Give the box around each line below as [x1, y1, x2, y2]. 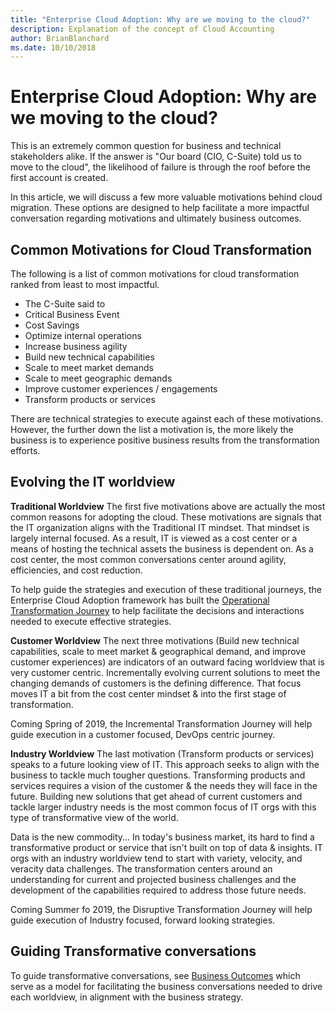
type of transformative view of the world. [10, 811, 179, 823]
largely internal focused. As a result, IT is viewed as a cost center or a [10, 532, 298, 544]
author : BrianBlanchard [10, 33, 110, 43]
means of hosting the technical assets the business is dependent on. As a [10, 542, 314, 555]
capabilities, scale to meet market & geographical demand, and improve [10, 645, 307, 657]
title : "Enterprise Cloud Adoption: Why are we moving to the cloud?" [10, 14, 311, 25]
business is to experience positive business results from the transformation [10, 434, 320, 446]
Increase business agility [24, 341, 128, 352]
